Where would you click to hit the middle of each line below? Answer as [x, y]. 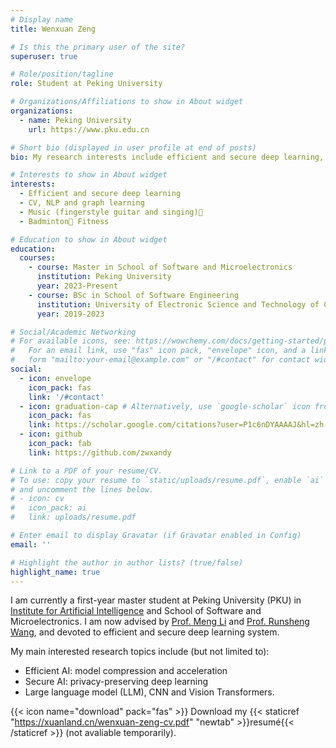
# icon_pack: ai [48, 508]
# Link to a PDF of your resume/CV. [86, 471]
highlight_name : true [55, 572]
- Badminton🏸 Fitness [64, 221]
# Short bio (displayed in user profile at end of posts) [133, 147]
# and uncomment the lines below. [82, 489]
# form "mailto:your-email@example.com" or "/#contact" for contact [160, 360]
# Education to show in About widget [89, 239]
